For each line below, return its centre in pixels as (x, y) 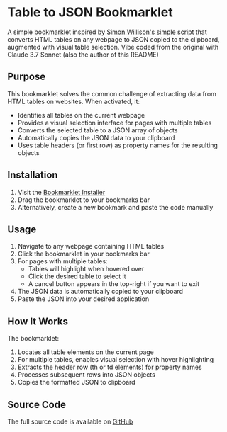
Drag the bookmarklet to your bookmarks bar (84, 200)
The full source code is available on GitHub (70, 421)
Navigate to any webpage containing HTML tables (91, 246)
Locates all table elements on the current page (86, 352)
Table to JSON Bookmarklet (90, 12)
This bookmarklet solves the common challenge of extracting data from (112, 93)
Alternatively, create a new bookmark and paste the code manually (115, 207)
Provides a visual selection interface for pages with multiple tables (115, 123)
